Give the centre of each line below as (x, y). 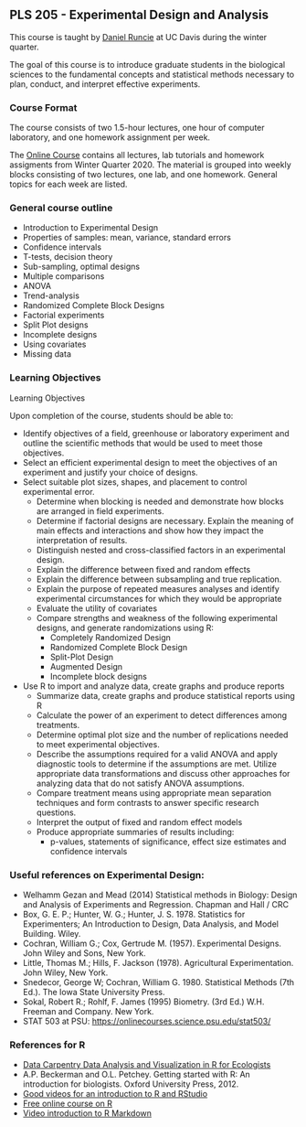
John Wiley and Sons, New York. (84, 953)
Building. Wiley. (52, 934)
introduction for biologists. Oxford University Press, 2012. (131, 1084)
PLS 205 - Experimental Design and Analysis (139, 15)
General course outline (61, 208)
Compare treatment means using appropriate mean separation (154, 793)
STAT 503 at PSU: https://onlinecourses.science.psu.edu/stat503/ (147, 1021)
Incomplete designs (60, 335)
